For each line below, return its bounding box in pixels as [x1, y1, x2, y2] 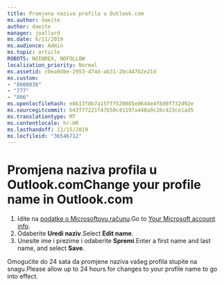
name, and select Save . [17, 244, 85, 253]
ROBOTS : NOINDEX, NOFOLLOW [7, 55, 85, 62]
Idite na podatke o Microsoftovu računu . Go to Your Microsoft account [17, 215, 216, 223]
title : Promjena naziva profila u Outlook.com [7, 10, 144, 17]
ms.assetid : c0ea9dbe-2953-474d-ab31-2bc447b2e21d [7, 68, 157, 75]
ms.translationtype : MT [7, 113, 76, 120]
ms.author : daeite [7, 17, 60, 24]
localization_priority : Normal [7, 62, 98, 69]
